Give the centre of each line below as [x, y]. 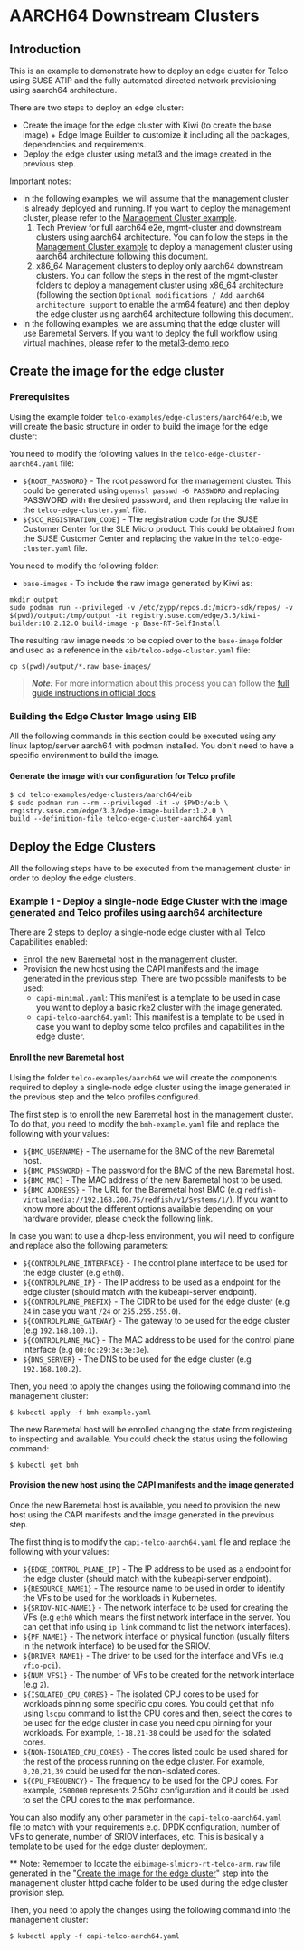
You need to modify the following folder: [84, 566]
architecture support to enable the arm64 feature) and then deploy [162, 304]
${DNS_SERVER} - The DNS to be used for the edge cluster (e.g [137, 1359]
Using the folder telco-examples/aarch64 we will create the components [143, 1077]
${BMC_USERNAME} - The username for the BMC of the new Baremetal [148, 1151]
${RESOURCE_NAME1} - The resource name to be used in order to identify [154, 1588]
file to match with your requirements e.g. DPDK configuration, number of [145, 1826]
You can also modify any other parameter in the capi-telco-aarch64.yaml [146, 1817]
